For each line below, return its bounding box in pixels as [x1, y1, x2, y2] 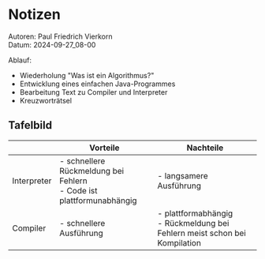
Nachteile [186, 142, 224, 153]
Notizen [8, 6, 61, 24]
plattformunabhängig [58, 195, 137, 206]
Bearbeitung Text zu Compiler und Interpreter [19, 87, 168, 96]
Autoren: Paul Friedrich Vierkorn [8, 32, 113, 41]
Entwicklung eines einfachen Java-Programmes [19, 79, 176, 88]
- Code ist [58, 185, 98, 196]
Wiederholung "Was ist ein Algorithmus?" [19, 70, 155, 80]
